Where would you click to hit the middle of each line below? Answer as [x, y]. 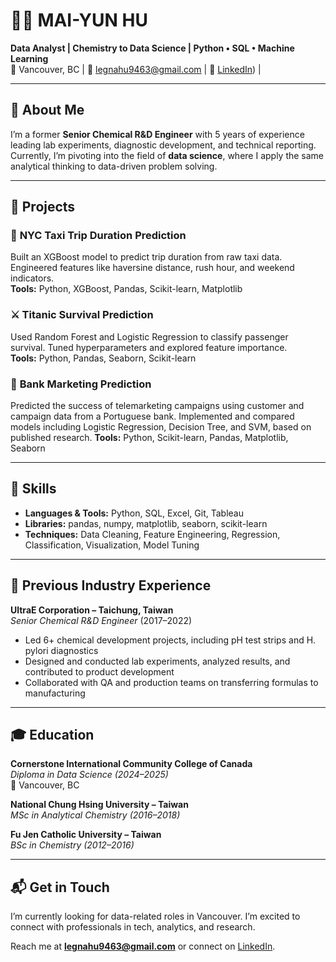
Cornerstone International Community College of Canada [131, 764]
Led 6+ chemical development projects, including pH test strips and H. [170, 640]
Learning [29, 58]
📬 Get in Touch [60, 887]
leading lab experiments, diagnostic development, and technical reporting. [163, 145]
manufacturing [55, 693]
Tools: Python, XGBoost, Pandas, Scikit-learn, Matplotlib [126, 289]
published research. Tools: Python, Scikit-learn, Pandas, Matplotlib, [149, 438]
